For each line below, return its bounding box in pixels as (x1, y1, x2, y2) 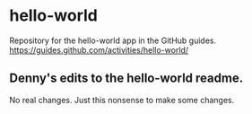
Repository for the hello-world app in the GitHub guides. (9, 35, 217, 46)
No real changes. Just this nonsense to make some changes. (9, 94, 235, 105)
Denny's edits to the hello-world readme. (9, 71, 244, 86)
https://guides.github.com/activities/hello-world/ (9, 44, 189, 55)
